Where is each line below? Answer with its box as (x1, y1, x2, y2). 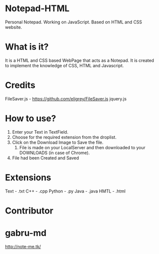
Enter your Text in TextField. (12, 129, 69, 135)
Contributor (5, 205, 53, 216)
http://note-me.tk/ (5, 243, 41, 249)
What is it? (5, 41, 49, 53)
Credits (5, 80, 35, 91)
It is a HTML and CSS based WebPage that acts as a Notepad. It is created (5, 57, 154, 63)
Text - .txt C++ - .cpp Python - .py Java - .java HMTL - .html (5, 188, 125, 194)
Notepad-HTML (5, 3, 70, 14)
